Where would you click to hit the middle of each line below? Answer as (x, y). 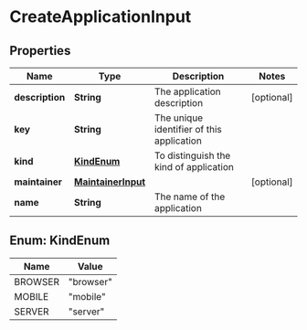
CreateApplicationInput (101, 17)
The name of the (190, 197)
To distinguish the (192, 155)
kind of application (194, 167)
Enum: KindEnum (60, 241)
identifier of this (188, 129)
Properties (40, 51)
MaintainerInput (110, 182)
